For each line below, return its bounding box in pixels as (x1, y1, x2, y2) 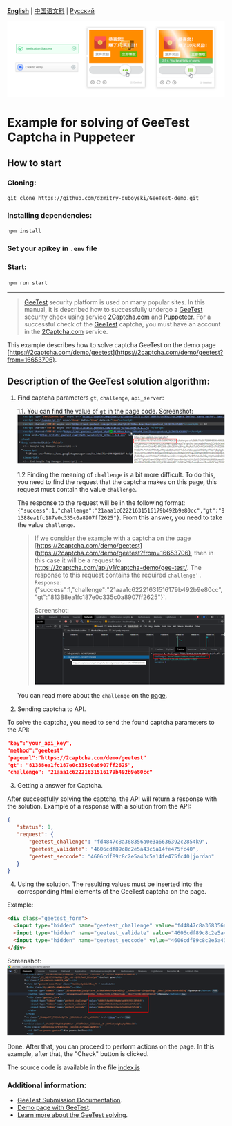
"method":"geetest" (7, 747, 64, 754)
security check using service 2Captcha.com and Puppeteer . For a (23, 313, 211, 321)
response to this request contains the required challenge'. (34, 571, 202, 579)
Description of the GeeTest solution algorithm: (7, 375, 211, 387)
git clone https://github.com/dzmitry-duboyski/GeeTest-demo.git (7, 195, 199, 202)
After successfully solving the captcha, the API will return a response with (7, 795, 217, 803)
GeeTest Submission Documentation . (17, 1096, 123, 1105)
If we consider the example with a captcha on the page (34, 534, 191, 542)
